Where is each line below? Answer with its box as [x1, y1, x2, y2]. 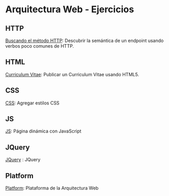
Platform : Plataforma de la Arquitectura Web [5, 185, 99, 191]
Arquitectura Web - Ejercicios [5, 4, 135, 15]
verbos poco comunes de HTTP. [5, 43, 74, 49]
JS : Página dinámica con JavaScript [5, 128, 82, 134]
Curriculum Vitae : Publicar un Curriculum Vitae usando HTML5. [5, 71, 140, 77]
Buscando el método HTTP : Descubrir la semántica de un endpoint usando [5, 37, 164, 43]
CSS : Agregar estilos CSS [5, 100, 60, 106]
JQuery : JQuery [5, 157, 41, 163]
